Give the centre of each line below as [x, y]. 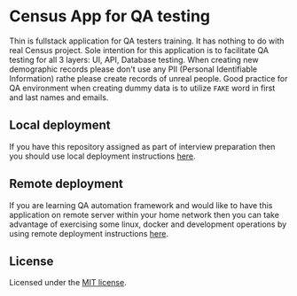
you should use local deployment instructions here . [103, 156]
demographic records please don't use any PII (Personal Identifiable [133, 69]
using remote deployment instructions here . [89, 233]
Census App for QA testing [110, 16]
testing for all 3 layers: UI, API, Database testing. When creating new [134, 59]
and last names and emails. [59, 97]
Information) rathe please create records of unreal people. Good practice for [148, 78]
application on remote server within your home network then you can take [144, 214]
